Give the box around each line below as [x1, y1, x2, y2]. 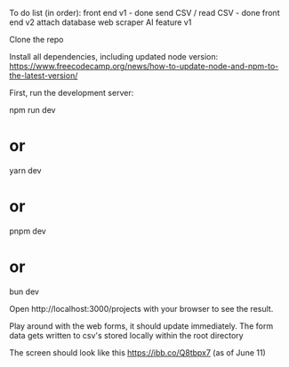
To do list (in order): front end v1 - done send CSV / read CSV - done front [9, 8, 280, 18]
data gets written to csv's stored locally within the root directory [9, 330, 244, 340]
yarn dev [9, 164, 42, 176]
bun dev [9, 286, 40, 297]
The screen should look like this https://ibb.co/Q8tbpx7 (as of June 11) [9, 347, 267, 358]
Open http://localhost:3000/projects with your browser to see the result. [9, 303, 274, 314]
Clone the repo [9, 35, 64, 44]
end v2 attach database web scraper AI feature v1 [9, 17, 192, 28]
